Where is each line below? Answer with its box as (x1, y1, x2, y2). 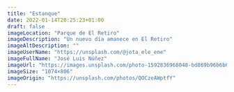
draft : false (7, 23, 45, 30)
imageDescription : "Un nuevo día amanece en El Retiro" (7, 36, 173, 43)
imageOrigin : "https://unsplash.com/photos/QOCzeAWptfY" (7, 74, 176, 82)
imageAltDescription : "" (7, 42, 79, 49)
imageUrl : (7, 62, 36, 68)
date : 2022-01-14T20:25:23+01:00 (7, 17, 104, 24)
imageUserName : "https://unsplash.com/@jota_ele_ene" (7, 49, 167, 56)
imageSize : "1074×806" (7, 68, 73, 75)
